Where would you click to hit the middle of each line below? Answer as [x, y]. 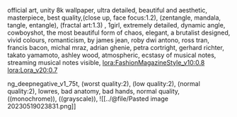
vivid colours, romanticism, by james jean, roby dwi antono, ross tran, [109, 40]
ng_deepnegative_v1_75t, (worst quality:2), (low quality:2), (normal [104, 84]
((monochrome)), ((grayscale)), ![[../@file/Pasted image [88, 99]
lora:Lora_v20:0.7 [33, 70]
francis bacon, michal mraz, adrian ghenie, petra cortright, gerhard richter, [116, 48]
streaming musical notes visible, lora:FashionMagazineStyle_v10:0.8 [106, 62]
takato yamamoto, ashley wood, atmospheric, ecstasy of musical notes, [112, 55]
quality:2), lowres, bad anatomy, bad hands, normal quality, [94, 91]
